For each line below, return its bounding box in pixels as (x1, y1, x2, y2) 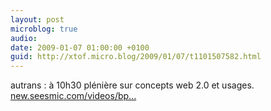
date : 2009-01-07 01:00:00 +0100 (10, 42, 150, 53)
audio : (10, 33, 38, 43)
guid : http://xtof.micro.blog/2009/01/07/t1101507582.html (10, 52, 262, 62)
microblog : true (10, 24, 78, 34)
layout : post (10, 14, 65, 25)
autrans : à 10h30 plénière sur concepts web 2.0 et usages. (10, 79, 255, 91)
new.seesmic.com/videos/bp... (10, 90, 137, 102)
